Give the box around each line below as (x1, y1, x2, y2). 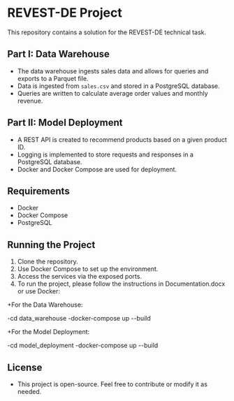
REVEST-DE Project (7, 5, 122, 21)
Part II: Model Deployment (7, 117, 123, 129)
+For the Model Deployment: (7, 328, 90, 336)
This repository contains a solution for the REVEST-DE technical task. (7, 28, 207, 36)
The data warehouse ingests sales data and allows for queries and (17, 66, 209, 75)
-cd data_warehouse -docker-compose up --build (7, 314, 152, 323)
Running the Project (7, 239, 96, 251)
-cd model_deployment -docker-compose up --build (7, 341, 159, 350)
